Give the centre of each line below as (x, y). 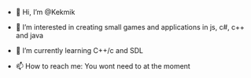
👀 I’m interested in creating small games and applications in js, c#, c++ (130, 27)
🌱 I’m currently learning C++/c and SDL (79, 50)
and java (30, 35)
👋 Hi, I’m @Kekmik (45, 12)
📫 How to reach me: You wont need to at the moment (103, 66)
